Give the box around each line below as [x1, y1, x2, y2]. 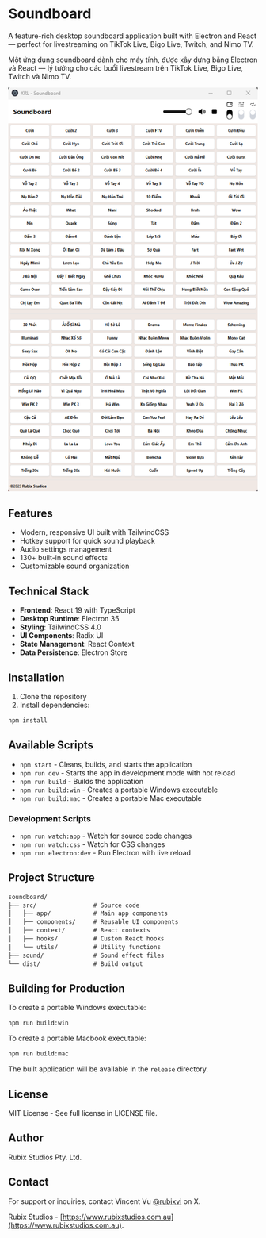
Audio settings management [19, 544, 112, 554]
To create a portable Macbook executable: [8, 1033, 146, 1044]
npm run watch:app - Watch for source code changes [19, 831, 192, 840]
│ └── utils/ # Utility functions [8, 943, 161, 951]
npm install [8, 716, 47, 725]
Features [8, 506, 53, 520]
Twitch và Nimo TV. [8, 71, 72, 81]
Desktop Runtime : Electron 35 [19, 614, 120, 624]
